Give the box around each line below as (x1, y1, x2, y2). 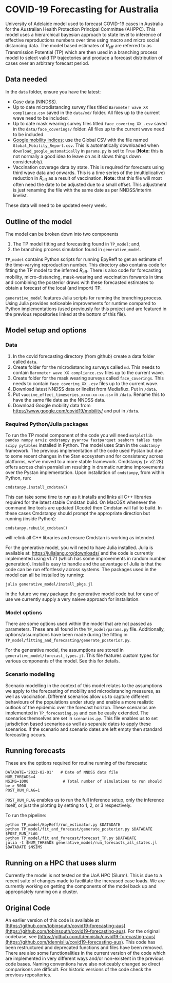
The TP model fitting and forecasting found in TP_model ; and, (12, 241, 141, 247)
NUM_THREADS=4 (5, 774, 36, 780)
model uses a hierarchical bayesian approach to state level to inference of (5, 31, 162, 37)
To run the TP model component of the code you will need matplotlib (5, 432, 153, 438)
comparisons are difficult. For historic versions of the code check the (5, 966, 151, 972)
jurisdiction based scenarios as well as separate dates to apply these (5, 721, 151, 727)
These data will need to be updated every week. (5, 202, 107, 209)
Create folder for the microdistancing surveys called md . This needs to (12, 364, 160, 370)
